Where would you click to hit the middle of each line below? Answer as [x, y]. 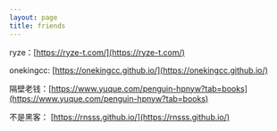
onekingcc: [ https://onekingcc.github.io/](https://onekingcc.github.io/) [138, 70]
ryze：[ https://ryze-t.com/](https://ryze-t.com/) [97, 52]
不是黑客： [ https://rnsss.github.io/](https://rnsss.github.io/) [120, 117]
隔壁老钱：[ [30, 88]
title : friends [38, 26]
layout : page [34, 17]
